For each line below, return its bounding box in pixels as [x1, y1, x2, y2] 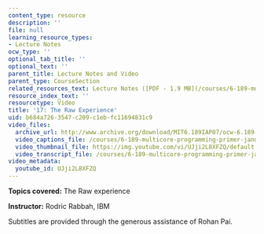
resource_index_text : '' [8, 92, 90, 100]
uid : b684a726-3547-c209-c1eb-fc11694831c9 [8, 114, 153, 122]
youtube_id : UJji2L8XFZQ [15, 165, 97, 173]
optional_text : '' [8, 63, 68, 71]
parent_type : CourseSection [8, 77, 101, 85]
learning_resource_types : [8, 33, 93, 42]
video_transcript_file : [15, 150, 93, 158]
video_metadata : [8, 158, 61, 166]
